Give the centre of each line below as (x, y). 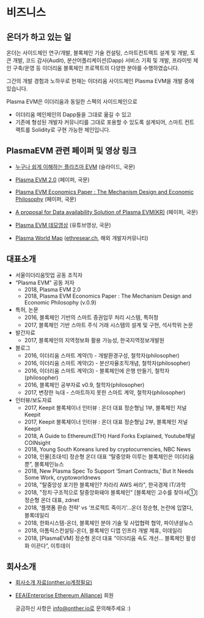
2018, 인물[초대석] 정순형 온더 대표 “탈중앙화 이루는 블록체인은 (99, 456)
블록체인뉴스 (49, 464)
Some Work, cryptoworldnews (62, 477)
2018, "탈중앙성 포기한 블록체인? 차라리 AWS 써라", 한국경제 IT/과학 (105, 484)
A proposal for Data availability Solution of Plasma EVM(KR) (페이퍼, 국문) (107, 212)
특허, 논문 (27, 309)
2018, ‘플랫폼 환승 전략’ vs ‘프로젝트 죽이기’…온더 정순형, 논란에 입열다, (109, 508)
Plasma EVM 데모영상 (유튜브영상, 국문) (63, 225)
